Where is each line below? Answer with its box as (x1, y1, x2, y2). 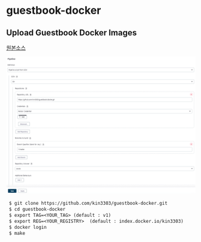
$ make (8, 231, 26, 237)
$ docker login (8, 225, 47, 231)
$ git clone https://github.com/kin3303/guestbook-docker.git (8, 201, 168, 207)
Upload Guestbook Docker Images (6, 28, 137, 38)
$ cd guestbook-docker (8, 207, 66, 213)
